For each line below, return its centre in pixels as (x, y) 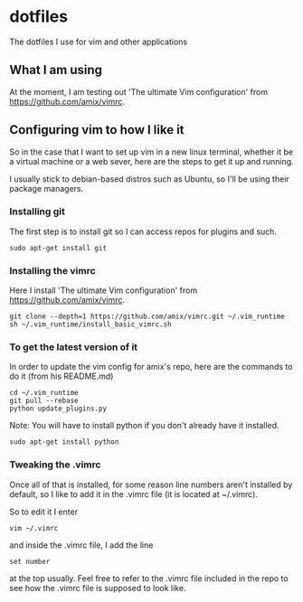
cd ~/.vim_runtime (44, 393)
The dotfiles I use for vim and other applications (99, 42)
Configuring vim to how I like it (97, 130)
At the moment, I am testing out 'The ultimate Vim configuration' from (139, 91)
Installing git (37, 212)
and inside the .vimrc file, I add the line (81, 545)
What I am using (56, 70)
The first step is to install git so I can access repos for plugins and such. (143, 231)
